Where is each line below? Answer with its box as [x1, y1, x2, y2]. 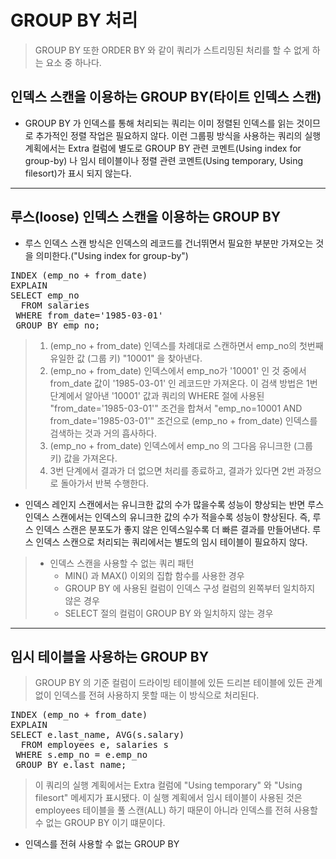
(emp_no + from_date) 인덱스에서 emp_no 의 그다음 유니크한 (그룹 [49, 439, 313, 451]
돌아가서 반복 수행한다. [60, 477, 150, 489]
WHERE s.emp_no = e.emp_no [15, 749, 148, 761]
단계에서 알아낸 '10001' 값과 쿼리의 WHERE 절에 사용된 [49, 389, 265, 401]
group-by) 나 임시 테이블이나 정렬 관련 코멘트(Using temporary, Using [24, 154, 304, 166]
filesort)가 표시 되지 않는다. [24, 167, 132, 179]
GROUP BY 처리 [10, 9, 138, 32]
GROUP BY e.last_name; [15, 759, 127, 771]
